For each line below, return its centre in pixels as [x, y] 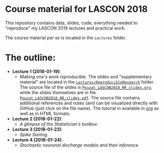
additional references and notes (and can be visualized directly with [89, 103]
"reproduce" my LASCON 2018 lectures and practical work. [65, 28]
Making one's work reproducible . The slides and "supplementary [86, 76]
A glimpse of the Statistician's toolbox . [59, 124]
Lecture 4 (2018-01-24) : [38, 140]
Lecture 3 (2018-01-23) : [37, 129]
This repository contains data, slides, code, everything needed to [71, 23]
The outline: [30, 58]
